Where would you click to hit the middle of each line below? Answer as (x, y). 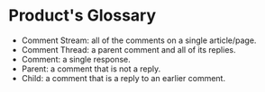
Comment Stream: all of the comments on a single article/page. (139, 40)
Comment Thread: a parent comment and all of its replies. (128, 49)
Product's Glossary (82, 16)
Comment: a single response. (76, 59)
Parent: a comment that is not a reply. (91, 69)
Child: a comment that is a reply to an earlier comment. (123, 78)
